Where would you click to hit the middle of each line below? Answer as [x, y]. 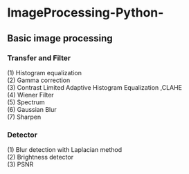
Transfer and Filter [39, 58]
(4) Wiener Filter [30, 95]
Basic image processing [60, 38]
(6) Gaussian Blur [32, 109]
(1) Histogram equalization [44, 72]
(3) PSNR [20, 164]
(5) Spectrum [26, 102]
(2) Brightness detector [40, 157]
